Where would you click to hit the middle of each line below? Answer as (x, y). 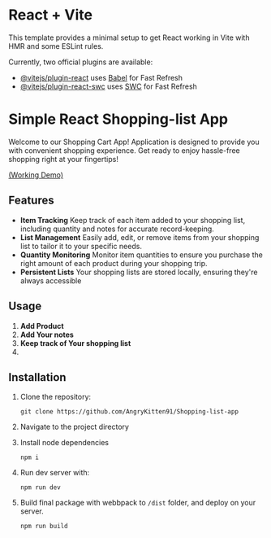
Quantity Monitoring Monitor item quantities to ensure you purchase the (142, 255)
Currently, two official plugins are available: (81, 62)
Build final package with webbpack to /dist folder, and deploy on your (138, 503)
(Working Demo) (36, 175)
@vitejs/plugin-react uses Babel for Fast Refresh (101, 77)
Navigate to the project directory (75, 427)
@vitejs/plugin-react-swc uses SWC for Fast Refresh (108, 86)
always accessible (51, 280)
